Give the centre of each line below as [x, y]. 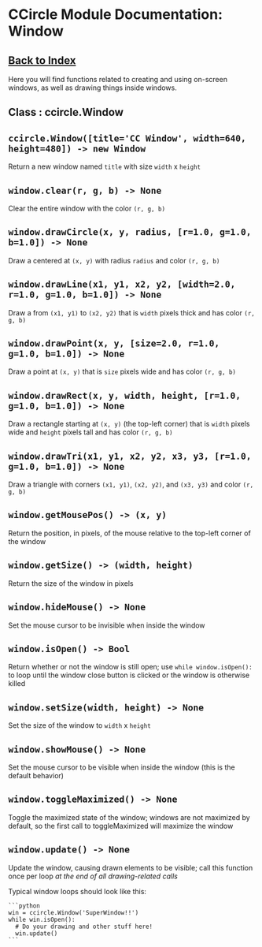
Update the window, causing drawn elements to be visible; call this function [131, 867]
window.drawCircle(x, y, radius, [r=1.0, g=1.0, [130, 232]
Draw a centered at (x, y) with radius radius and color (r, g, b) [114, 260]
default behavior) [36, 775]
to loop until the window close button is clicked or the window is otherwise [129, 675]
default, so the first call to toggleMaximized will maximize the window [121, 826]
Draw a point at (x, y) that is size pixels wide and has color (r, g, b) [122, 371]
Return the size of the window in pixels [71, 583]
